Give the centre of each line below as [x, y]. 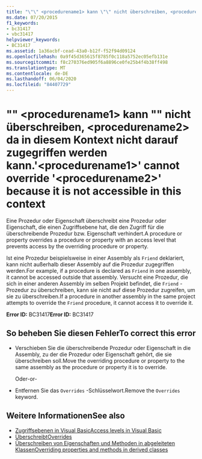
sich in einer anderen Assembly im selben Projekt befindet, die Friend [93, 283]
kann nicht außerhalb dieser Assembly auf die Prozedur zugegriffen [90, 264]
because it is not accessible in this [94, 191]
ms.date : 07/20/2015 [32, 17]
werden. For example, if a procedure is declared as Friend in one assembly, [99, 270]
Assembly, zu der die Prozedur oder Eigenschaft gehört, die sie [93, 354]
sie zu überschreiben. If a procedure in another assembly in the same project [101, 296]
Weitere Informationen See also [66, 416]
